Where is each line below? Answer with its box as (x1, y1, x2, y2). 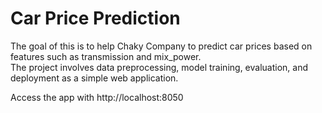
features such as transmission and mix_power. (10, 50, 202, 62)
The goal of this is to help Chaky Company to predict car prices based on (10, 40, 313, 52)
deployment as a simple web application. (10, 72, 179, 84)
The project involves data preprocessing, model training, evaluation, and (10, 61, 308, 73)
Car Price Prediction (10, 7, 181, 30)
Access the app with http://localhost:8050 (10, 91, 184, 103)
